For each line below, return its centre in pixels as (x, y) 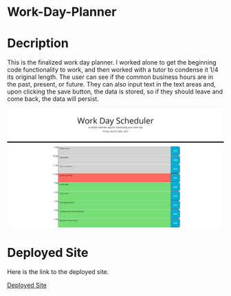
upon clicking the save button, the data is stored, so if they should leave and (115, 92)
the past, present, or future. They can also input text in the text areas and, (112, 84)
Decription (38, 44)
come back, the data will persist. (53, 99)
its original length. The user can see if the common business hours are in (110, 77)
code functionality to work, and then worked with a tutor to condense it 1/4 (113, 70)
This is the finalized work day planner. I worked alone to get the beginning (112, 62)
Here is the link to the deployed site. (58, 272)
